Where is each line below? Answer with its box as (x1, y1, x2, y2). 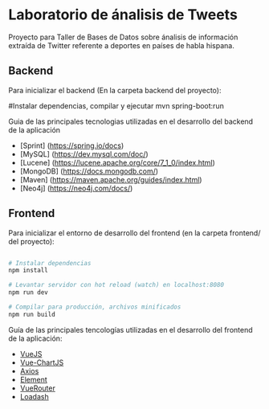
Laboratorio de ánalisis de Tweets (8, 6, 238, 24)
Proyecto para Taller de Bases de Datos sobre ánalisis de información (8, 32, 238, 42)
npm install (8, 267, 48, 275)
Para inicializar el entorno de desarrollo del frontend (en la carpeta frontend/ (8, 227, 261, 238)
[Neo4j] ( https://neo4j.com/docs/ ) (19, 183, 133, 193)
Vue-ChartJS (19, 358, 64, 367)
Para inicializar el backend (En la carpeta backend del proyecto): (8, 85, 222, 95)
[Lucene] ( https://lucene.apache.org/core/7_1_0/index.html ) (19, 157, 215, 167)
